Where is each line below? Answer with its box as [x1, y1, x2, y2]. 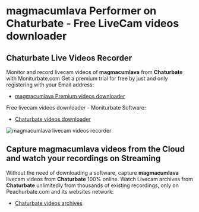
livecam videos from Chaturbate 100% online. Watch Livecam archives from [6, 175, 193, 182]
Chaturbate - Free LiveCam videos [6, 17, 179, 30]
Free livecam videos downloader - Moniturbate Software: [6, 104, 146, 111]
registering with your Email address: [6, 81, 94, 88]
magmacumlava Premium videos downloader [14, 93, 126, 99]
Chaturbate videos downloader [14, 115, 91, 123]
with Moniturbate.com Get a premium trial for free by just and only [6, 75, 168, 82]
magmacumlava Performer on [6, 4, 157, 18]
